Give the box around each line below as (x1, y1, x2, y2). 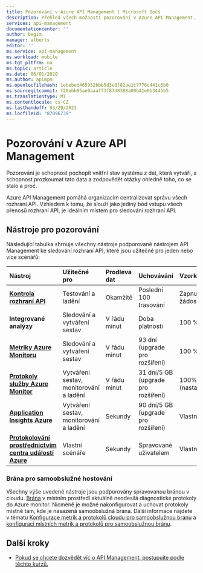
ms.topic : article (6, 65, 53, 72)
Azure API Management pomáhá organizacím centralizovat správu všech (6, 194, 188, 201)
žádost (179, 297, 199, 306)
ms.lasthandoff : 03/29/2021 (6, 104, 77, 111)
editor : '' (6, 43, 34, 49)
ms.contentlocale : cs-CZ (6, 99, 69, 105)
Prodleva (105, 268, 132, 276)
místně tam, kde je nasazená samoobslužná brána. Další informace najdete (6, 508, 193, 515)
